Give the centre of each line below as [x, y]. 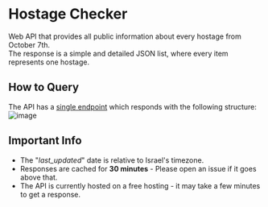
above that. [39, 177]
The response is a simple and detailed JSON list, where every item [118, 53]
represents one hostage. [49, 62]
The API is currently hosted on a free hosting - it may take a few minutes [140, 185]
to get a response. [50, 194]
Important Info [45, 141]
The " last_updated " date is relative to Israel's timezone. [112, 160]
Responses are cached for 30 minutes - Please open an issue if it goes [138, 168]
